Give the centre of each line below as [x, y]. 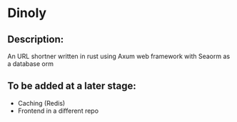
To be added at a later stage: [72, 86]
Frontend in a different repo [58, 111]
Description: [36, 39]
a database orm [30, 64]
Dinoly [27, 13]
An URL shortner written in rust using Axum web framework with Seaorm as [119, 56]
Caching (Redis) [41, 103]
